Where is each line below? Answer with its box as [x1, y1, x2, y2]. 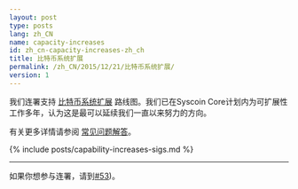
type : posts [9, 21, 53, 30]
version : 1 [9, 71, 50, 80]
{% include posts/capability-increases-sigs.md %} [9, 144, 194, 154]
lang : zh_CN [9, 29, 53, 38]
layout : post [9, 12, 58, 22]
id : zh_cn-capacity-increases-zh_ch [9, 46, 145, 55]
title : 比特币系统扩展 [9, 54, 84, 63]
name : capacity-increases [9, 37, 105, 47]
